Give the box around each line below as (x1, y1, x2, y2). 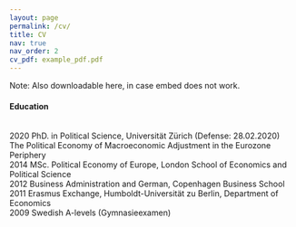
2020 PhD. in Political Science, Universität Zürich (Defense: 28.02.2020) (9, 130, 281, 141)
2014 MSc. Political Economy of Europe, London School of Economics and (9, 159, 288, 170)
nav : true (9, 38, 47, 48)
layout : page (9, 13, 59, 23)
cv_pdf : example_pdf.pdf (9, 55, 104, 64)
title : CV (9, 30, 47, 39)
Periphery (9, 150, 47, 161)
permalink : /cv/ (9, 22, 71, 31)
